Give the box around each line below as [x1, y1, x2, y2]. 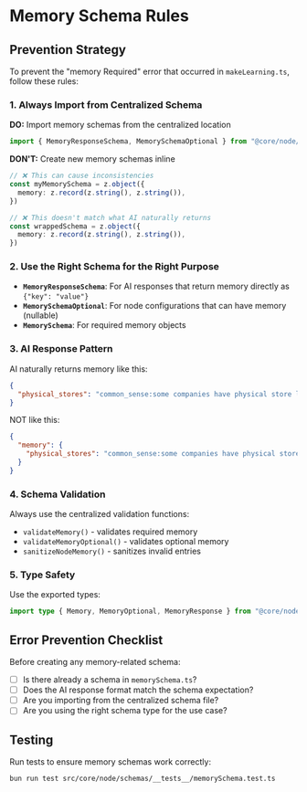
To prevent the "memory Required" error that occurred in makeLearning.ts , [9, 66, 291, 77]
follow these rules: [9, 76, 79, 87]
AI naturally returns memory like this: [9, 363, 148, 375]
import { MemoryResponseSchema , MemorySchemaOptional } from [9, 137, 248, 146]
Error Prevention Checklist [9, 632, 164, 648]
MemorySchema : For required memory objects [22, 320, 186, 331]
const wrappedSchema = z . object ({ [9, 221, 142, 231]
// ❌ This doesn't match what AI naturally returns [9, 213, 212, 222]
